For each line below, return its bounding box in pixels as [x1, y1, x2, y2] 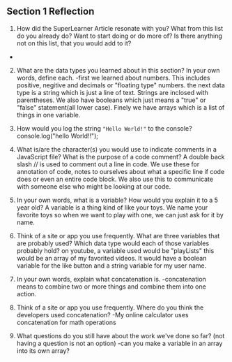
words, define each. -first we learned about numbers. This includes [16, 73, 210, 82]
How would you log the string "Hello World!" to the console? [16, 124, 192, 132]
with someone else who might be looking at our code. [16, 182, 171, 191]
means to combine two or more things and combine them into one [16, 282, 206, 291]
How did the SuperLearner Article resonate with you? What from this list [16, 24, 224, 32]
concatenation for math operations [16, 318, 116, 326]
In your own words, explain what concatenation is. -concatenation [16, 275, 206, 283]
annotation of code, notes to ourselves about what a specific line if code [16, 167, 225, 175]
